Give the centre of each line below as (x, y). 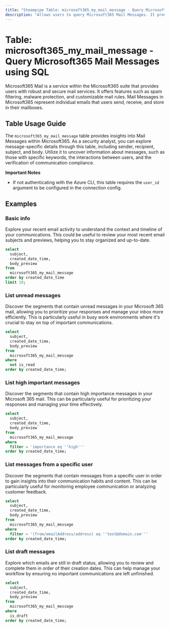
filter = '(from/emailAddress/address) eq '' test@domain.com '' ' (79, 534)
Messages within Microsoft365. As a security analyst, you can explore (78, 141)
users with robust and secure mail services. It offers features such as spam (84, 91)
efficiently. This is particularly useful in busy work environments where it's (83, 317)
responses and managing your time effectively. (54, 404)
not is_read (23, 365)
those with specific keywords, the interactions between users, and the (78, 157)
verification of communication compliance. (50, 163)
